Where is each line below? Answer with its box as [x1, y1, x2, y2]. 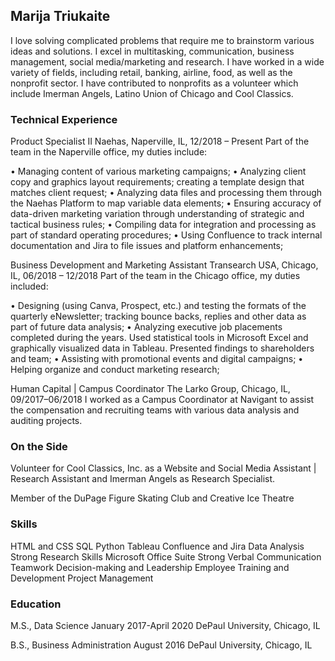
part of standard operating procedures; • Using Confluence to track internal [10, 229, 323, 241]
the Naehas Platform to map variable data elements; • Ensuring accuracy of [10, 197, 322, 209]
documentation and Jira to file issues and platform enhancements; [10, 240, 284, 252]
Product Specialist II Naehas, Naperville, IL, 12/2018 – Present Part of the [10, 135, 310, 148]
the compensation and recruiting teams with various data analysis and [10, 404, 300, 416]
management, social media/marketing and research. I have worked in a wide [10, 55, 325, 68]
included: [10, 280, 49, 293]
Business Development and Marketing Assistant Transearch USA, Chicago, [10, 259, 319, 271]
